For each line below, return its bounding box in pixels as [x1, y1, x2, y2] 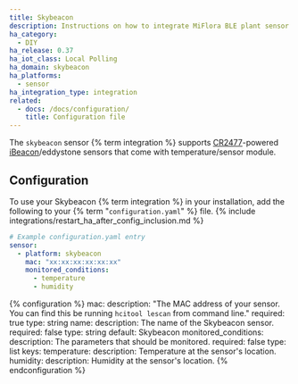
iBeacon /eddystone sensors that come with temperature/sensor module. [9, 146, 277, 157]
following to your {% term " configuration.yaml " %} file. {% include [9, 205, 256, 216]
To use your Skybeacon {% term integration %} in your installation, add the [9, 196, 286, 206]
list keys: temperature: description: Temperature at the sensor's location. [9, 346, 277, 357]
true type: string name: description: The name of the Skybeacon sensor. [9, 318, 275, 329]
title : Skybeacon [9, 13, 74, 22]
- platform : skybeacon [17, 249, 102, 258]
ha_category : [9, 29, 58, 38]
